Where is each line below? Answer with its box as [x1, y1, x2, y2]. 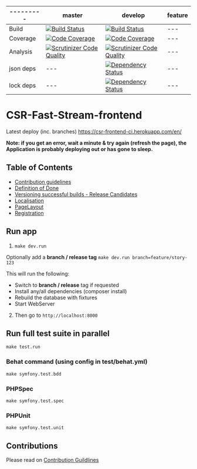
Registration [14, 209, 44, 216]
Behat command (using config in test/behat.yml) [6, 358, 148, 366]
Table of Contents [6, 163, 73, 173]
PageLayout [14, 203, 44, 210]
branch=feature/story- [132, 254, 188, 260]
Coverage [9, 35, 36, 42]
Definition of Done [14, 185, 59, 192]
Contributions [6, 441, 58, 451]
